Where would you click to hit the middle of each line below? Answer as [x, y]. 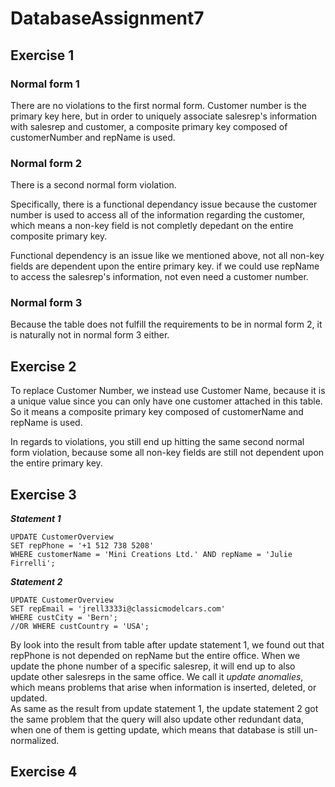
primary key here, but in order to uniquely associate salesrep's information [163, 116]
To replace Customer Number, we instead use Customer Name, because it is [168, 391]
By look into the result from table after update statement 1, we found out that [167, 645]
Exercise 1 [42, 55]
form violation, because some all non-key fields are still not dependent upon [167, 453]
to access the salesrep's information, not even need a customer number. [159, 277]
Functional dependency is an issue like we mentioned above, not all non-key [167, 256]
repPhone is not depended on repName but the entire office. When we [155, 656]
